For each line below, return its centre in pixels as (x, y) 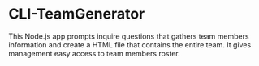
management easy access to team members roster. (94, 53)
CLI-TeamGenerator (77, 14)
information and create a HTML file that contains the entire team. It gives (130, 44)
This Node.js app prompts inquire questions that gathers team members (129, 36)
